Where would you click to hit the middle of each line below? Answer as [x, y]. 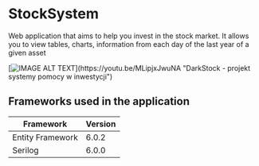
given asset [27, 52]
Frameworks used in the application [99, 101]
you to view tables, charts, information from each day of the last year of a [129, 44]
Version [101, 124]
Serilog [26, 150]
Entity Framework [45, 137]
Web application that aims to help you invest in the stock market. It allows [129, 36]
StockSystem [54, 14]
